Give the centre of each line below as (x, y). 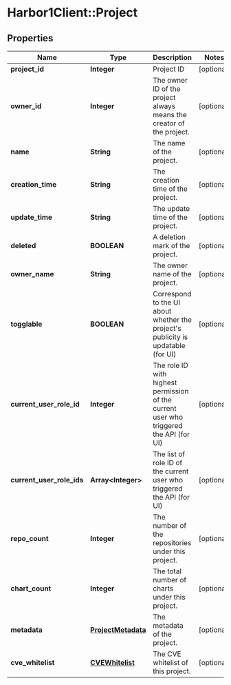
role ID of (168, 463)
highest (165, 382)
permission (171, 391)
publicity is (170, 337)
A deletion (169, 237)
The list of (169, 454)
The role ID (171, 365)
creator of (169, 123)
